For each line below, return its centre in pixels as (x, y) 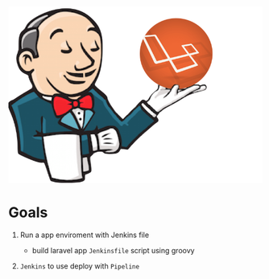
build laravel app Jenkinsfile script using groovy (113, 250)
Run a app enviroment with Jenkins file (85, 235)
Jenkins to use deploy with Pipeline (79, 266)
